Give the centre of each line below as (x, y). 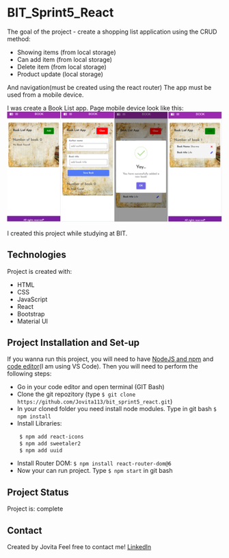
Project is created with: (40, 271)
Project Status (38, 492)
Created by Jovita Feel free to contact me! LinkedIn (79, 547)
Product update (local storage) (60, 74)
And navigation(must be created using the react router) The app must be (109, 87)
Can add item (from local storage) (65, 59)
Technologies (37, 255)
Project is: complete (35, 509)
